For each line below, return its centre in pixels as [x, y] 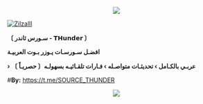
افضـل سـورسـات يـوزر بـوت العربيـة [54, 52]
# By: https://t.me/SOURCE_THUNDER [61, 80]
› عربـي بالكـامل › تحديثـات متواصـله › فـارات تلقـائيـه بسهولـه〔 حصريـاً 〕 [101, 66]
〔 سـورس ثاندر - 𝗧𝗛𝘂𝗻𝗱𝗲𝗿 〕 [49, 38]
